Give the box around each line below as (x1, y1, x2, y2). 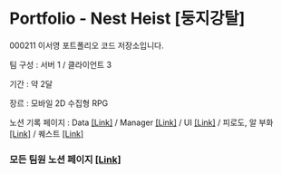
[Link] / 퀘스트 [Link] (9, 128, 84, 139)
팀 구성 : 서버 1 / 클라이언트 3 (9, 59, 112, 70)
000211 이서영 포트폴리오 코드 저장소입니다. (9, 40, 165, 51)
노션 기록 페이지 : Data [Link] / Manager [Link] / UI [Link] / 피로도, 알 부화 (9, 117, 274, 128)
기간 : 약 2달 (9, 78, 53, 89)
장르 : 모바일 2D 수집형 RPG (9, 97, 109, 109)
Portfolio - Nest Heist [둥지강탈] (9, 8, 246, 29)
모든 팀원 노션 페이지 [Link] (9, 153, 122, 166)
